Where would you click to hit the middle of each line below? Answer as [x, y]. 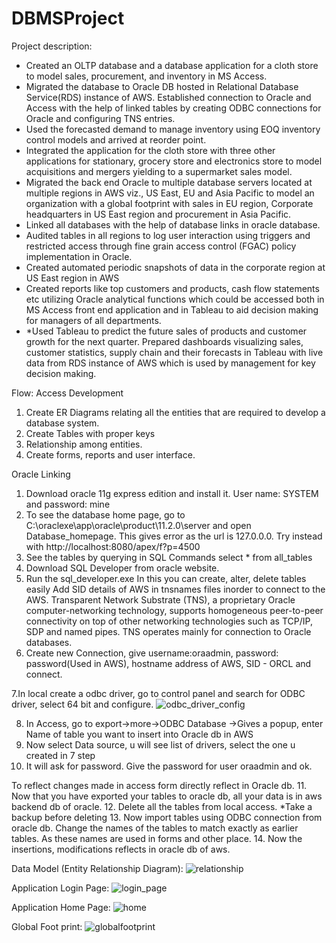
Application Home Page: [61, 907]
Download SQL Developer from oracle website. [122, 568]
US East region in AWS [72, 278]
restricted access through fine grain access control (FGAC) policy [161, 246]
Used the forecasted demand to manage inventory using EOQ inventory [173, 129]
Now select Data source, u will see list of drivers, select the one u [160, 744]
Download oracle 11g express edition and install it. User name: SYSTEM [172, 493]
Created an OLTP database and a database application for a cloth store [172, 65]
